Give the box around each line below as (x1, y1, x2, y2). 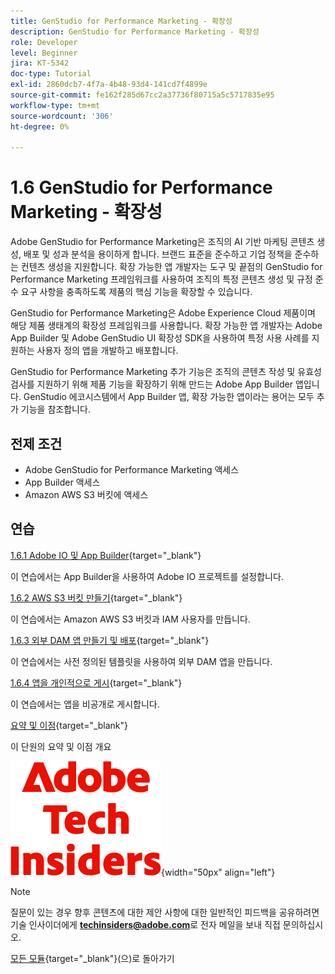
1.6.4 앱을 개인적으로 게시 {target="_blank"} (10, 676, 183, 689)
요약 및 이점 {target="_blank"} (10, 719, 129, 731)
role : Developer (10, 37, 78, 47)
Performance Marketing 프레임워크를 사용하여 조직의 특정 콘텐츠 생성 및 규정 (10, 273, 313, 285)
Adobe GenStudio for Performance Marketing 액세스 (24, 464, 240, 475)
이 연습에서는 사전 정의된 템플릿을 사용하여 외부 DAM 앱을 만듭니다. (10, 655, 273, 667)
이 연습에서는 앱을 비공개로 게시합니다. (10, 698, 160, 710)
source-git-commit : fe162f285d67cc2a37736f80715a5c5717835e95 (10, 90, 275, 100)
